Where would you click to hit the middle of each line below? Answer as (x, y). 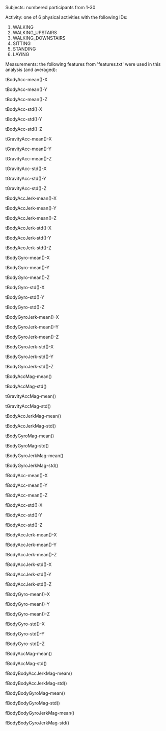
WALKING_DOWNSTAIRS (39, 38)
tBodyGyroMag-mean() (30, 436)
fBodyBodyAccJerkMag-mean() (39, 673)
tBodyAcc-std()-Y (24, 119)
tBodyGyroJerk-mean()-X (32, 317)
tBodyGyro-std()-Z (25, 307)
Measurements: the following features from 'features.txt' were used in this (83, 64)
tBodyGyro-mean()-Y (27, 267)
